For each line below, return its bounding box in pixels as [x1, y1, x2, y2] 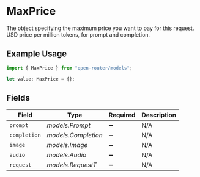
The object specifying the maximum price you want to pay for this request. [6, 24, 194, 32]
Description [141, 111, 176, 120]
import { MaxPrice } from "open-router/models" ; [6, 65, 133, 71]
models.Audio [46, 151, 87, 159]
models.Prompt [46, 121, 91, 129]
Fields [6, 93, 31, 103]
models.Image [46, 141, 88, 150]
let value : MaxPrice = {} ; [6, 76, 75, 82]
